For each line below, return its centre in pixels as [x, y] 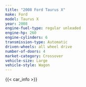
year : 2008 [16, 24]
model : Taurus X [22, 19]
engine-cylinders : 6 [27, 38]
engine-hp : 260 [21, 33]
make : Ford [16, 14]
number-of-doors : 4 [25, 51]
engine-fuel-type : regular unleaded [43, 28]
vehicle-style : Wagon [28, 65]
